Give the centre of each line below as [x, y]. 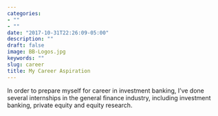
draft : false [26, 45]
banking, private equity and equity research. [70, 105]
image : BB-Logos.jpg [37, 52]
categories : [24, 13]
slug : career [26, 65]
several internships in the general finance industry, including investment [109, 97]
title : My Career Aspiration [49, 71]
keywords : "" [26, 58]
